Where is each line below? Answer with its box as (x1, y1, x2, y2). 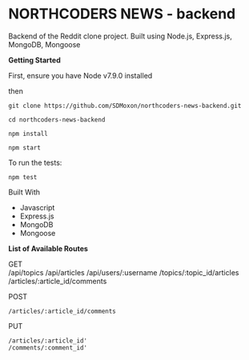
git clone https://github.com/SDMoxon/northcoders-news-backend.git (8, 102, 242, 110)
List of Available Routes (8, 243, 88, 253)
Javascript (19, 202, 55, 212)
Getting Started (8, 55, 62, 65)
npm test (8, 173, 38, 181)
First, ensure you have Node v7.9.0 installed (8, 70, 153, 80)
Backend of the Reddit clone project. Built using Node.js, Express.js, (8, 31, 232, 41)
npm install (8, 130, 48, 138)
